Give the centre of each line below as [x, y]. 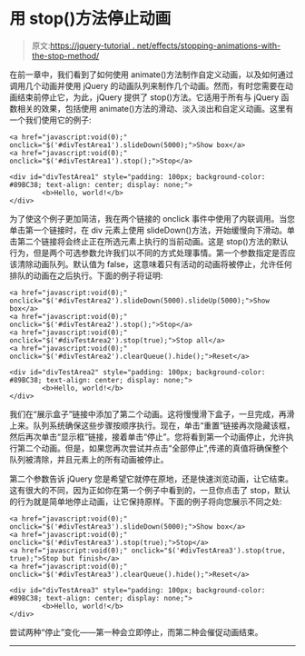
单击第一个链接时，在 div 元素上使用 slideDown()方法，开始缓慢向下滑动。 [148, 230]
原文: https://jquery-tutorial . [83, 45]
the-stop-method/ [65, 55]
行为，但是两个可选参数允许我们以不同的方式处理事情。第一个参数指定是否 [148, 253]
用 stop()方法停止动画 [90, 19]
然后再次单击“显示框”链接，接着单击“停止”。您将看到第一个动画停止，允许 [148, 436]
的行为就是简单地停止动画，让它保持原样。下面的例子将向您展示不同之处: [146, 502]
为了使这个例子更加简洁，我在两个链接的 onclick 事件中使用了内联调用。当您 [152, 218]
